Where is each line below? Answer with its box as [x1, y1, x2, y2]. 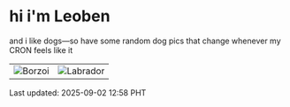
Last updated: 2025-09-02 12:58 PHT [9, 87, 147, 98]
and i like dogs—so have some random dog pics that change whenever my [9, 35, 281, 46]
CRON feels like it [9, 44, 73, 55]
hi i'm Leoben [9, 6, 111, 27]
